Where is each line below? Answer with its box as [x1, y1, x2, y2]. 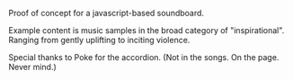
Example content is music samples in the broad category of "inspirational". [8, 25, 285, 35]
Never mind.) [8, 62, 58, 72]
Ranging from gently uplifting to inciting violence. [8, 35, 191, 45]
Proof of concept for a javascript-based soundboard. [8, 8, 204, 18]
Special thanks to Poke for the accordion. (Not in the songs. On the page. [8, 52, 280, 62]
